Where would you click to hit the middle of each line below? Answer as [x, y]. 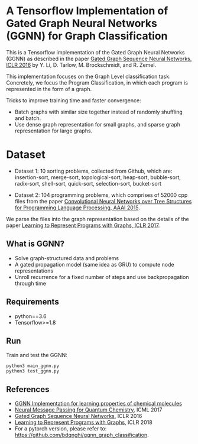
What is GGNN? [35, 244]
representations [34, 271]
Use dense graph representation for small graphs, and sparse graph [98, 124]
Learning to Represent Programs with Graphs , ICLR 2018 [83, 422]
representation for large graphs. [53, 131]
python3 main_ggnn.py [33, 366]
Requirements [33, 302]
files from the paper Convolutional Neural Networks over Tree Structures [103, 201]
